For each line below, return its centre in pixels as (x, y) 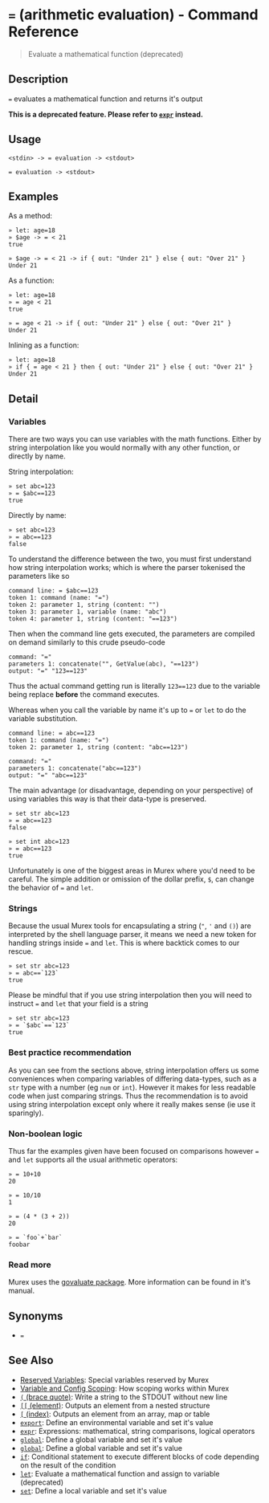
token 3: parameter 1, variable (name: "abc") (88, 612)
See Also (31, 1360)
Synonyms (36, 1316)
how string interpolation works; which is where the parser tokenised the (127, 568)
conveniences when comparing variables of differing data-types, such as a (132, 1078)
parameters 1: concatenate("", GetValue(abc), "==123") (104, 664)
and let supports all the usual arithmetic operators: (93, 1159)
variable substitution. (43, 719)
